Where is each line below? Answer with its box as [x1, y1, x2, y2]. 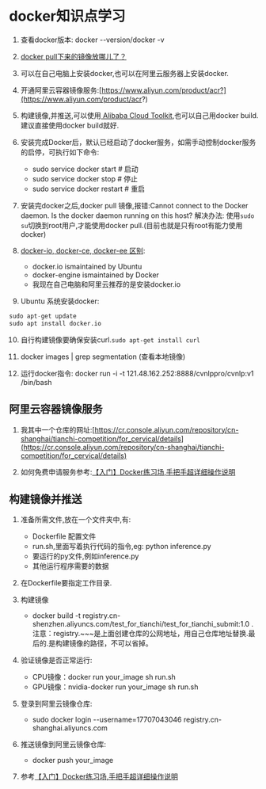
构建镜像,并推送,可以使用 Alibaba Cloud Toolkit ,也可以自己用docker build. [20, 110, 259, 120]
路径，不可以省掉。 [89, 638, 153, 648]
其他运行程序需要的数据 [32, 562, 109, 571]
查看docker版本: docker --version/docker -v [20, 35, 165, 44]
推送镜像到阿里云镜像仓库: [20, 740, 106, 749]
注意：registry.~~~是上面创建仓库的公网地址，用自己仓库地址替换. [32, 629, 249, 638]
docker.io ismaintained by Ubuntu [32, 261, 142, 271]
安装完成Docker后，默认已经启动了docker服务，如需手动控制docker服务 [20, 137, 256, 147]
